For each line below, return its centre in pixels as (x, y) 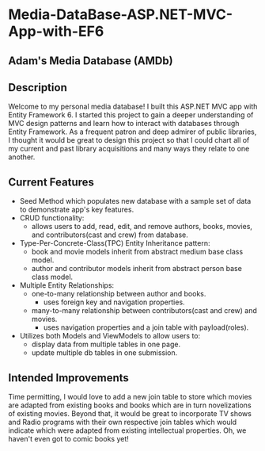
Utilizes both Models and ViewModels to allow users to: (110, 336)
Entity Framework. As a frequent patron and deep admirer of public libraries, (132, 132)
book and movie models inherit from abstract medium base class (137, 252)
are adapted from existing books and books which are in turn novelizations (130, 405)
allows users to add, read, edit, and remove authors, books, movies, (142, 227)
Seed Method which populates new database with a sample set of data (135, 201)
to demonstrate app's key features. (77, 210)
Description (38, 88)
